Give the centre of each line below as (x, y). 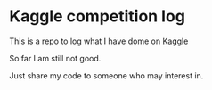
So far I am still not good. (55, 58)
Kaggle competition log (97, 16)
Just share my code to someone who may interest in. (106, 75)
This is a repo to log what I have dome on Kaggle (99, 41)
